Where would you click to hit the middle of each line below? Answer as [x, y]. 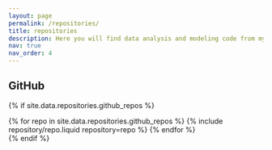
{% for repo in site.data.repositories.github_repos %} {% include [116, 121]
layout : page [30, 16]
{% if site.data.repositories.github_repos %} [82, 105]
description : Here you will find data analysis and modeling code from [132, 38]
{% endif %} [29, 138]
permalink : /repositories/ [54, 23]
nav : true [25, 46]
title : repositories [43, 31]
